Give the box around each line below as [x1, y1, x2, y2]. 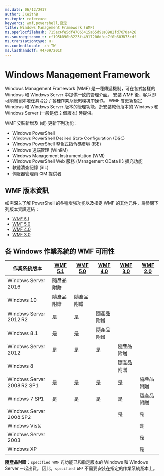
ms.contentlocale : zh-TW [5, 43, 56, 48]
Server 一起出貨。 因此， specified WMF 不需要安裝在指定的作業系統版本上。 [5, 465, 158, 471]
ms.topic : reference [5, 16, 47, 21]
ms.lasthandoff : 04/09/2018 [5, 48, 62, 53]
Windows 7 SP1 [7, 396, 44, 402]
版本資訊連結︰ [9, 206, 40, 212]
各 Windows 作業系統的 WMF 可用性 [5, 247, 115, 255]
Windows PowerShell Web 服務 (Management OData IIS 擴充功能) [12, 159, 144, 164]
